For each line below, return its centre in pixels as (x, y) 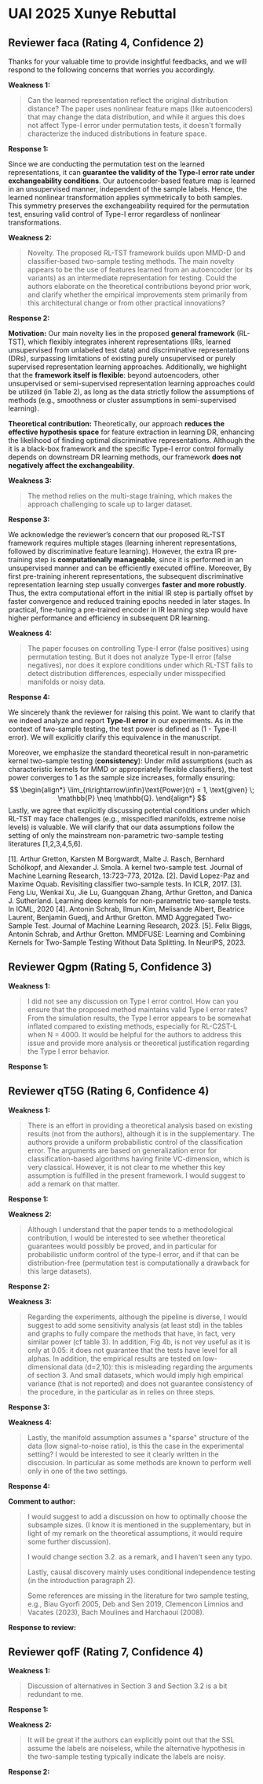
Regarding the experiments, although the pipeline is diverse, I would (137, 1317)
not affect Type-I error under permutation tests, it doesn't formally (134, 125)
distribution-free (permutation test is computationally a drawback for (138, 1263)
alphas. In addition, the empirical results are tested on (114, 1358)
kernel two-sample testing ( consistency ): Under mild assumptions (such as (130, 761)
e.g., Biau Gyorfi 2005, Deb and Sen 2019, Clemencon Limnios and (135, 1603)
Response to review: (42, 1627)
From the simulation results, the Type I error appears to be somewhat (139, 1018)
